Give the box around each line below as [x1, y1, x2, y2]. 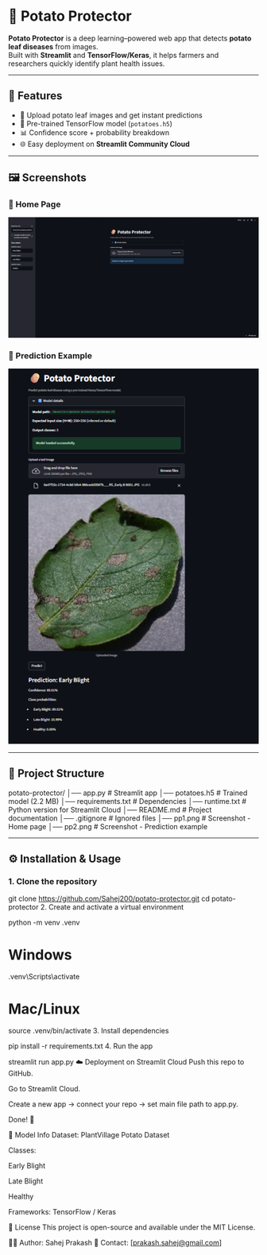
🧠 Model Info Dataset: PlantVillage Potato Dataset [8, 1130, 170, 1140]
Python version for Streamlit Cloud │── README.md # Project [8, 805, 212, 814]
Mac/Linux [8, 1000, 81, 1018]
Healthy [8, 1191, 34, 1202]
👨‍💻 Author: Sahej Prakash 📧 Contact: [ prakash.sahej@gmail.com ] [8, 1238, 222, 1248]
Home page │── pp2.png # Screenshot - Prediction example [8, 821, 208, 831]
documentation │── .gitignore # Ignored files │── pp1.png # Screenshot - [8, 813, 251, 823]
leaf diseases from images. [8, 41, 99, 51]
